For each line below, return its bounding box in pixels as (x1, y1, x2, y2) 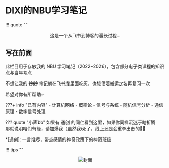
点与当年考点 (5, 69, 32, 75)
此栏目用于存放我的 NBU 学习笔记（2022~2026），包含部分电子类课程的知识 (5, 63, 164, 69)
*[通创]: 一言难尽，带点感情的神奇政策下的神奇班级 (5, 136, 112, 143)
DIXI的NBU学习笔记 (5, 5, 87, 16)
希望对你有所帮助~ (5, 91, 44, 97)
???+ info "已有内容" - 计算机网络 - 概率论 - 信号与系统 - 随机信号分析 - (5, 102, 154, 108)
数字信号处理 (18, 108, 46, 115)
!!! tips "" (5, 146, 24, 153)
